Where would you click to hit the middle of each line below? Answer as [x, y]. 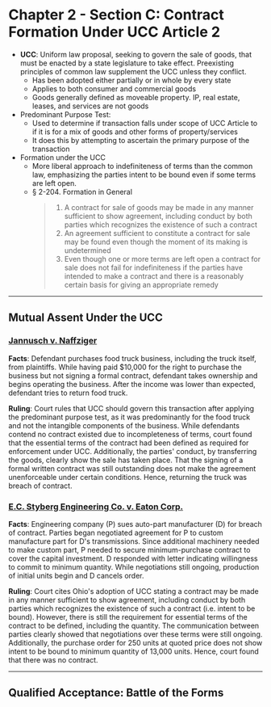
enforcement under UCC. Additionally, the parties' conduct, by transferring [133, 451]
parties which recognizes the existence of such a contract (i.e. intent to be [132, 608]
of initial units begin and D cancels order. [76, 575]
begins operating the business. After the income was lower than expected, [132, 384]
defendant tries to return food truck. [68, 393]
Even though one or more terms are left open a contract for [162, 259]
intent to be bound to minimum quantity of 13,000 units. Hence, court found [134, 651]
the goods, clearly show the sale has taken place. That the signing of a [126, 460]
